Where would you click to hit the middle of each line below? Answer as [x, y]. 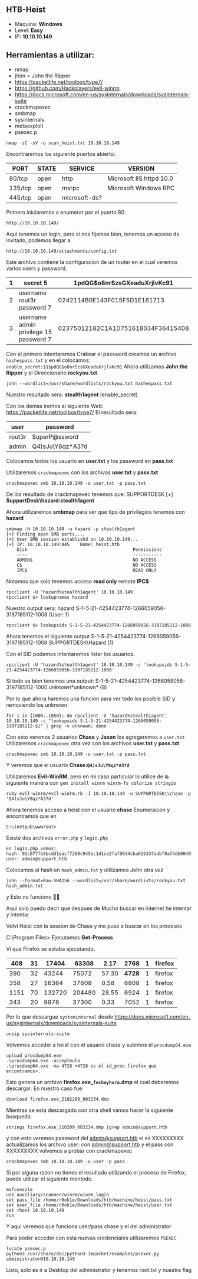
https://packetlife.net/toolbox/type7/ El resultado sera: [72, 412]
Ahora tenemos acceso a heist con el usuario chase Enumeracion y [88, 810]
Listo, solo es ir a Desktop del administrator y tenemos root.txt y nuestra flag [99, 1270]
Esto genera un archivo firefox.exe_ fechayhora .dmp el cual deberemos [93, 1082]
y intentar [18, 914]
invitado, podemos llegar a [38, 240]
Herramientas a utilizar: [50, 55]
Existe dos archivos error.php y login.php [57, 837]
